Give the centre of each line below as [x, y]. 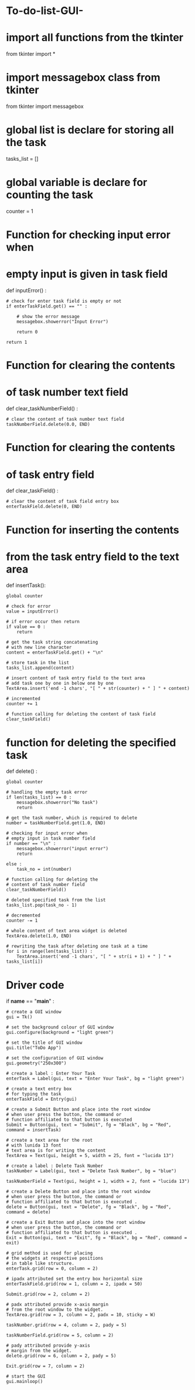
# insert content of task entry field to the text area [76, 678]
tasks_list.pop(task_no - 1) [42, 905]
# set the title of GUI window [44, 1043]
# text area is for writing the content [56, 1151]
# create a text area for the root [49, 1140]
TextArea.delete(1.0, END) [39, 936]
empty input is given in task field [87, 274]
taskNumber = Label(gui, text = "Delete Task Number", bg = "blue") [91, 1171]
